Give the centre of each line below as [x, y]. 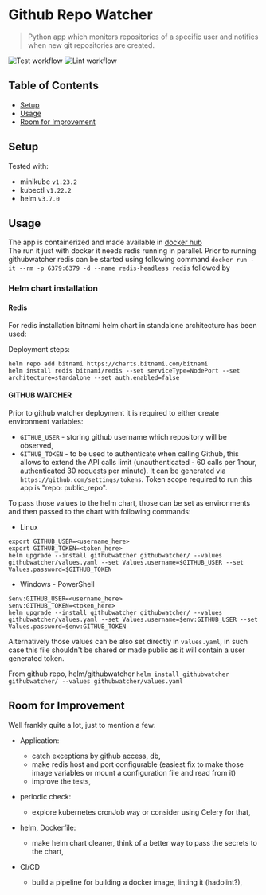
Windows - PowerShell [57, 584]
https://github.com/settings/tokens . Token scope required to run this [136, 479]
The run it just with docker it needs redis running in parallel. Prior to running [132, 251]
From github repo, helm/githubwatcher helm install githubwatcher [119, 674]
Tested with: [29, 166]
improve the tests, [61, 781]
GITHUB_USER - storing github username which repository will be [123, 436]
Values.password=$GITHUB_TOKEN [60, 569]
